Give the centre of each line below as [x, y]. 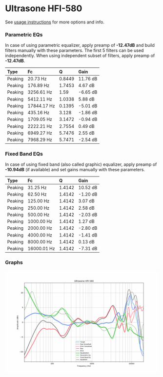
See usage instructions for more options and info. [55, 22]
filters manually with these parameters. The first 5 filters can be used [74, 50]
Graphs [14, 262]
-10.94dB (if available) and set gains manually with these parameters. [75, 170]
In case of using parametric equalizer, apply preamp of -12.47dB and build [80, 45]
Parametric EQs [24, 35]
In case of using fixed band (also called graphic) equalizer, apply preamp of [81, 164]
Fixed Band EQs [24, 154]
